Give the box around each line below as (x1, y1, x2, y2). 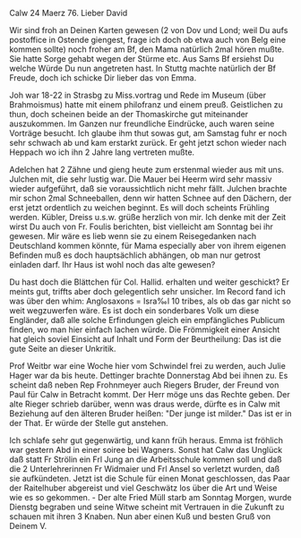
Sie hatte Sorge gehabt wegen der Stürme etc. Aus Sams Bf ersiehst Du (9, 54, 275, 64)
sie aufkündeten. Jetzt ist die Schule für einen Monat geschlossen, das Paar (9, 474, 291, 483)
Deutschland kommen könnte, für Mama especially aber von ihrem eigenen (9, 241, 287, 251)
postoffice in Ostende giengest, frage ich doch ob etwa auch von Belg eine (9, 35, 287, 45)
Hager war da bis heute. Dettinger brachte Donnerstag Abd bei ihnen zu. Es (9, 371, 288, 380)
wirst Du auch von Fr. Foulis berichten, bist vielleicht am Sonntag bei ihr (9, 221, 273, 232)
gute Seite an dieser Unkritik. (9, 344, 116, 354)
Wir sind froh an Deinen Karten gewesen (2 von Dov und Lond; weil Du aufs (9, 25, 288, 35)
